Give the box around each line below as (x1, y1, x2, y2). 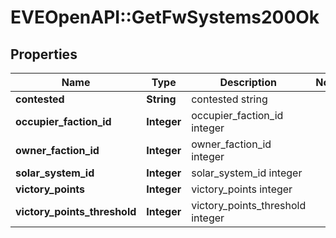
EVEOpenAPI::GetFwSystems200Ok (10, 6, 320, 29)
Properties (10, 46, 78, 63)
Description (219, 76, 277, 89)
